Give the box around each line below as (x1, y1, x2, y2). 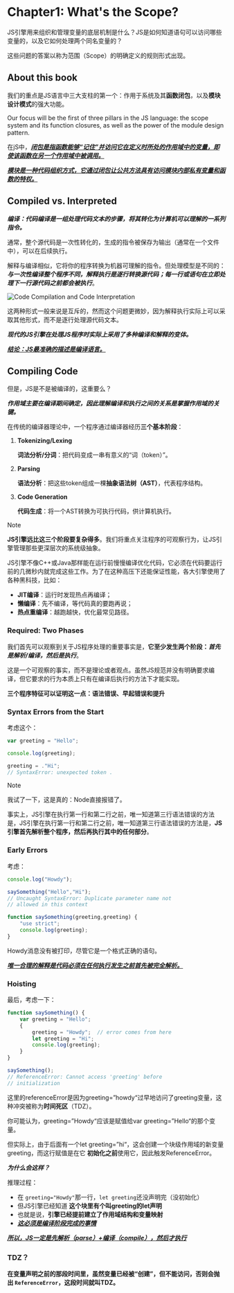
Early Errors (7, 845, 48, 855)
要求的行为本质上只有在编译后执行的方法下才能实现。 (30, 674, 183, 683)
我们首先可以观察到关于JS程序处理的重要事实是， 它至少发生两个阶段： (7, 642, 209, 651)
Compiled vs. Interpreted (7, 195, 118, 207)
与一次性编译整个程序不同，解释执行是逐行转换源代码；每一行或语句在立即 (7, 270, 219, 278)
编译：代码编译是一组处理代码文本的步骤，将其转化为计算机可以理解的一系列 (7, 214, 226, 222)
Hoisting (7, 978, 37, 988)
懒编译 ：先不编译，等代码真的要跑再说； (17, 599, 133, 608)
